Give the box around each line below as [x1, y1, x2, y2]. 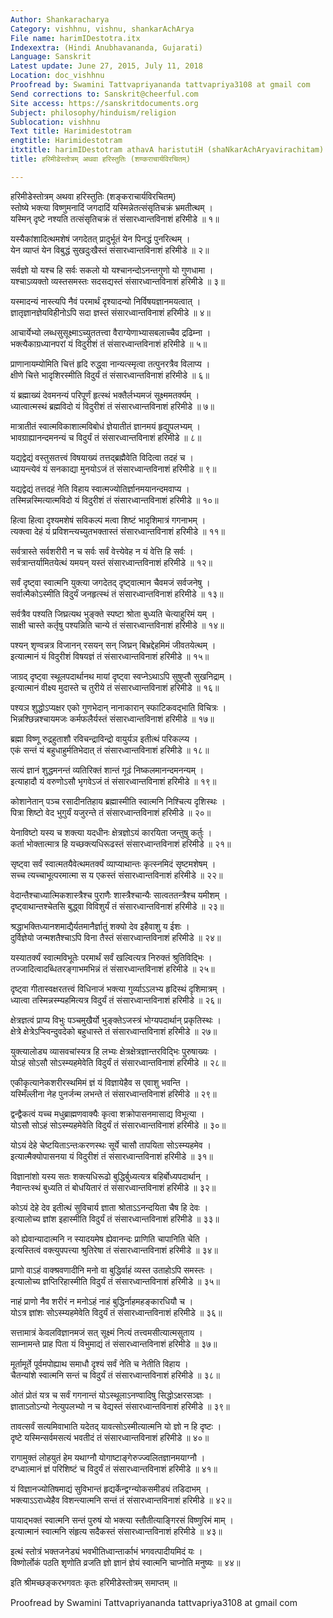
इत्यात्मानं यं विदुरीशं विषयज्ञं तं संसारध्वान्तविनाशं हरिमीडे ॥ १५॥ [10, 650, 210, 662]
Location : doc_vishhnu [10, 71, 105, 81]
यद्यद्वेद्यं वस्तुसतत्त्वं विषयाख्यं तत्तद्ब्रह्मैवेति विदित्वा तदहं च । [10, 451, 194, 463]
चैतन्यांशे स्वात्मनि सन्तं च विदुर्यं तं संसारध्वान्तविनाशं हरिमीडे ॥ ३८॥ [10, 1369, 220, 1381]
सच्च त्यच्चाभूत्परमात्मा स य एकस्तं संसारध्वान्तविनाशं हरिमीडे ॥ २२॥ [10, 869, 223, 881]
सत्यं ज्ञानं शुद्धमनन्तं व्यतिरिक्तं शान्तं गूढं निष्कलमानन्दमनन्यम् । [10, 764, 205, 776]
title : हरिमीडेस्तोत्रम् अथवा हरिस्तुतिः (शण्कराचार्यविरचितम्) [10, 154, 192, 164]
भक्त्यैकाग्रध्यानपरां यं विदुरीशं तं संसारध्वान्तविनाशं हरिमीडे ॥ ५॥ [10, 337, 208, 350]
